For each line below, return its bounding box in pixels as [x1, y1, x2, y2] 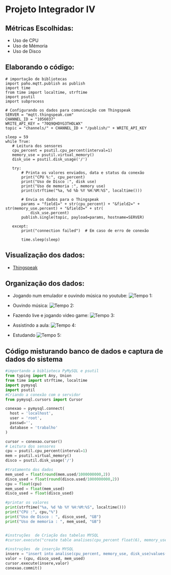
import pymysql [5, 382, 38, 388]
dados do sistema [5, 355, 63, 363]
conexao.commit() [5, 565, 42, 570]
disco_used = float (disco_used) [5, 491, 74, 496]
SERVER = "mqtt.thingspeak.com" [5, 112, 74, 117]
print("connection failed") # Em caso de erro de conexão [21, 228, 149, 233]
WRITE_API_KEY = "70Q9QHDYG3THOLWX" [5, 121, 83, 126]
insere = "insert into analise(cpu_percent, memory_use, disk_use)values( [5, 552, 167, 557]
